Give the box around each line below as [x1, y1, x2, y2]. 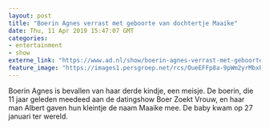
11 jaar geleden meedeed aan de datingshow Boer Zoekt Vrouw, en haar [8, 94, 245, 104]
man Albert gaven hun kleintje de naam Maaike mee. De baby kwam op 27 [8, 103, 254, 112]
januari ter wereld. [8, 111, 68, 121]
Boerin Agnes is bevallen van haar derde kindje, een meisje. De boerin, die [8, 86, 254, 95]
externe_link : [8, 57, 56, 65]
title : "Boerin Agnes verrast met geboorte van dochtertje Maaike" [8, 19, 239, 27]
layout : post [8, 11, 52, 20]
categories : [8, 34, 48, 42]
